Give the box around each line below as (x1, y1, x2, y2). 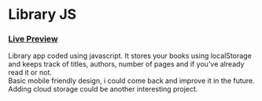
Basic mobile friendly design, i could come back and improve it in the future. (8, 76, 256, 85)
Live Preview (8, 34, 58, 45)
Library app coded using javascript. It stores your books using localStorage (8, 51, 252, 60)
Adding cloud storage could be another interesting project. (8, 85, 198, 94)
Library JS (8, 5, 77, 23)
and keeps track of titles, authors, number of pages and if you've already (8, 60, 245, 69)
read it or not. (8, 68, 53, 78)
